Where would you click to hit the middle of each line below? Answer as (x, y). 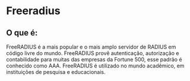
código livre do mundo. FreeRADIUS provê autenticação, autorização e (93, 53)
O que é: (22, 33)
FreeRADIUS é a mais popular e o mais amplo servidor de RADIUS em (91, 47)
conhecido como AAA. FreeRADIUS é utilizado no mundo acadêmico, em (95, 66)
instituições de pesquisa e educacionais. (56, 72)
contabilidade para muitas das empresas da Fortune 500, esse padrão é (94, 59)
